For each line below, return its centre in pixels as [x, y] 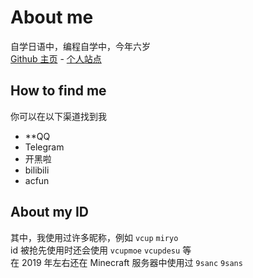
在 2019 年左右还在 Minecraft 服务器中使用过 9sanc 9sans [126, 262]
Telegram [44, 147]
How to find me [58, 91]
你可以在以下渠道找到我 [58, 116]
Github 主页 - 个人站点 [56, 58]
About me [52, 17]
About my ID [50, 212]
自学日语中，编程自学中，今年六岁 [80, 46]
